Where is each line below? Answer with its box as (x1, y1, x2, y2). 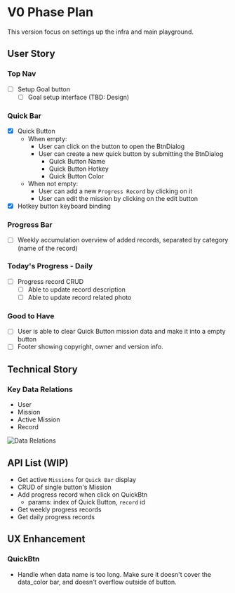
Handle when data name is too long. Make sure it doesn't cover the (17, 570, 212, 578)
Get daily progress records (17, 512, 95, 521)
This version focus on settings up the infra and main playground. (7, 27, 194, 36)
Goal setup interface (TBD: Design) (27, 93, 130, 101)
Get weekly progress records (17, 505, 102, 514)
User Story (7, 48, 55, 60)
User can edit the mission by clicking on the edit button (38, 195, 199, 203)
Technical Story (7, 363, 79, 375)
